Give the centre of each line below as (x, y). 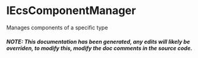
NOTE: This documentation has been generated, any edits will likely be (98, 42)
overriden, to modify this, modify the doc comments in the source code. (99, 48)
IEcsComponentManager (71, 11)
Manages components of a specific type (57, 27)
